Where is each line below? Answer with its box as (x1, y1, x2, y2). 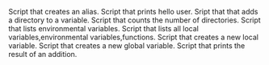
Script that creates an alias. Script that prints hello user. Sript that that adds (8, 7, 258, 16)
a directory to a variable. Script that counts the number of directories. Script (8, 15, 261, 25)
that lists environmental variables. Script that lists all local (8, 24, 200, 33)
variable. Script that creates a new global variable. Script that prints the (8, 41, 246, 51)
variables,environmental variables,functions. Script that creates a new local (8, 32, 258, 42)
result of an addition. (8, 50, 78, 59)
